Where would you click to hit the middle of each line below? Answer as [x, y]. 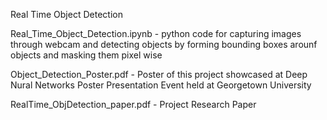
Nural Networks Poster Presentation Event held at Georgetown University [161, 85]
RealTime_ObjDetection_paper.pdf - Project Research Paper [133, 104]
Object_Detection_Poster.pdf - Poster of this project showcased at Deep [159, 74]
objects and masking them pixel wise [86, 55]
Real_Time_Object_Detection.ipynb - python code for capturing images [156, 33]
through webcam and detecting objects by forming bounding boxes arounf [164, 44]
